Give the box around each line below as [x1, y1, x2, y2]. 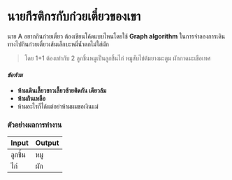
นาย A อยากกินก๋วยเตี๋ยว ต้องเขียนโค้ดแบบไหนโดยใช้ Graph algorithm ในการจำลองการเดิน [7, 32, 226, 40]
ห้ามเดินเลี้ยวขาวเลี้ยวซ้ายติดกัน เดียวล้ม [17, 86, 107, 95]
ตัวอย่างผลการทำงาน [7, 120, 62, 130]
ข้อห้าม [7, 70, 23, 78]
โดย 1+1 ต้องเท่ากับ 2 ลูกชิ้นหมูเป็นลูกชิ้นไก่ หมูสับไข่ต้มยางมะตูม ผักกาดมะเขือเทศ [24, 54, 211, 62]
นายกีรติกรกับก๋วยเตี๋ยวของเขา [7, 8, 141, 25]
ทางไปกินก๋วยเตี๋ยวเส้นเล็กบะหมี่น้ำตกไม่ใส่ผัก [7, 40, 110, 48]
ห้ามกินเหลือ [17, 95, 46, 103]
